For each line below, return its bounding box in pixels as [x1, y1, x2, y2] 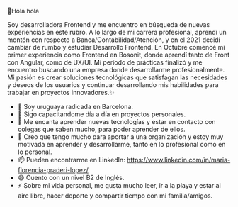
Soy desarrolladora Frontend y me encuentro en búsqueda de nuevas [7, 21, 210, 28]
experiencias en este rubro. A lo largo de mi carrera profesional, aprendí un [7, 28, 227, 36]
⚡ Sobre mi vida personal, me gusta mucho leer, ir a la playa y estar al [17, 181, 221, 189]
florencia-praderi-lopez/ [17, 166, 89, 174]
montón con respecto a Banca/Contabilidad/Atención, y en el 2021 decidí [7, 35, 221, 44]
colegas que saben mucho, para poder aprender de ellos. [17, 125, 186, 133]
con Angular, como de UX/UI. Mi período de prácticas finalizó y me [7, 58, 203, 67]
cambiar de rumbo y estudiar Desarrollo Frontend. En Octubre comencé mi [7, 43, 225, 51]
